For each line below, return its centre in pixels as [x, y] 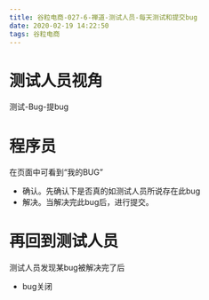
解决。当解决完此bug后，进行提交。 [88, 202]
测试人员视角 [56, 80]
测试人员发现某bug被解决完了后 [67, 268]
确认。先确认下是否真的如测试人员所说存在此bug [111, 191]
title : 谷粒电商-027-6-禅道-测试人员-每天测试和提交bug [104, 17]
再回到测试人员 [64, 241]
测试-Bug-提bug [39, 107]
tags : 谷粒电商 [35, 34]
